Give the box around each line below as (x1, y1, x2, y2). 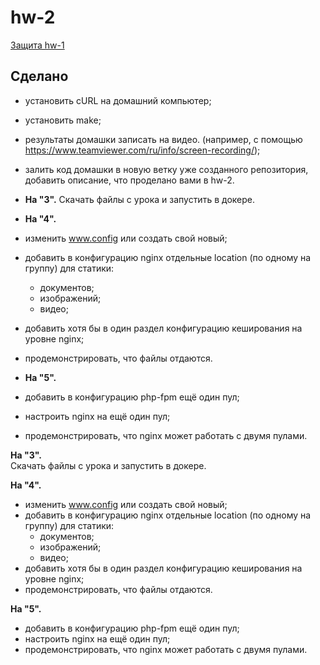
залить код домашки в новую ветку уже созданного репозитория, (24, 163, 309, 175)
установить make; (24, 114, 102, 126)
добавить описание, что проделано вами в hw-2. (24, 174, 235, 186)
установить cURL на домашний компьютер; (24, 94, 212, 106)
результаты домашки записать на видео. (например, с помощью (24, 133, 303, 145)
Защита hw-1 (10, 39, 65, 51)
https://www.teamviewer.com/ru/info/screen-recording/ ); (24, 144, 261, 156)
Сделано (10, 68, 69, 85)
